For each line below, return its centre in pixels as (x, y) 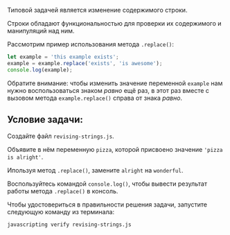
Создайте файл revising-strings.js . (61, 136)
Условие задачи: (45, 120)
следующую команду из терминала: (61, 212)
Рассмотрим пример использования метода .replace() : (91, 44)
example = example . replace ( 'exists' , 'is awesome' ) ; (85, 63)
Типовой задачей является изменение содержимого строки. (97, 10)
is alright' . (25, 157)
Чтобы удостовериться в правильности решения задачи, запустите (107, 204)
